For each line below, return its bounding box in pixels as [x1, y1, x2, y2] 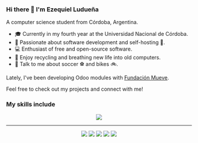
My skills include [6, 100, 56, 108]
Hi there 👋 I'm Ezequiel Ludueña [6, 5, 99, 14]
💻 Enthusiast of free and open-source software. [14, 45, 133, 52]
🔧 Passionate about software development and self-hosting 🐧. [14, 39, 165, 46]
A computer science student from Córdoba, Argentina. [6, 19, 138, 26]
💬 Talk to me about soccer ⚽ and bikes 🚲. [14, 61, 118, 68]
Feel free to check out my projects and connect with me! [6, 85, 143, 93]
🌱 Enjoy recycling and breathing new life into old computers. [14, 54, 161, 61]
